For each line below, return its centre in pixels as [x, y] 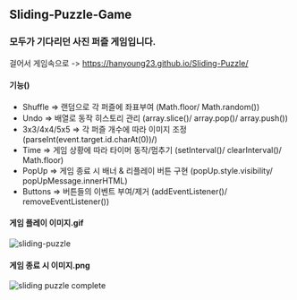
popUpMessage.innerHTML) [75, 180]
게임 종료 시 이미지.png [50, 265]
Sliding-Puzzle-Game [71, 15]
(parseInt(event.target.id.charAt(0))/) [90, 139]
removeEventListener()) [66, 201]
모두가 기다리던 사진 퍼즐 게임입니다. [83, 42]
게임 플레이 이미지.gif [47, 223]
